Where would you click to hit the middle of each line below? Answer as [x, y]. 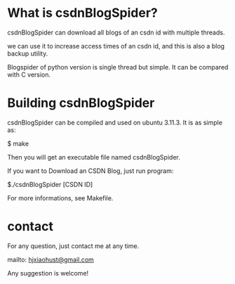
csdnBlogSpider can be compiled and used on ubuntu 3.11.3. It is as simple [115, 122]
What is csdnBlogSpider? [82, 13]
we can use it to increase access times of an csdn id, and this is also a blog [116, 46]
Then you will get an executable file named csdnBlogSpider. [94, 157]
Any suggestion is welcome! [48, 273]
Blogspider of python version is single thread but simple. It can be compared [118, 67]
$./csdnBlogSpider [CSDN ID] [50, 184]
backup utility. [28, 53]
